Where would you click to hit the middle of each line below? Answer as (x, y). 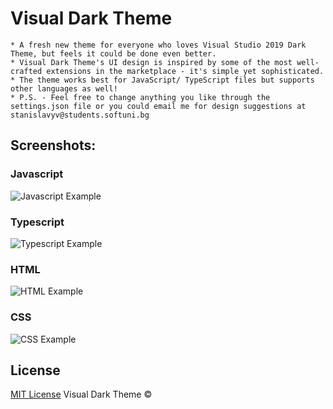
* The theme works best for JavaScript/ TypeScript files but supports (162, 80)
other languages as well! (64, 88)
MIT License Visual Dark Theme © (81, 394)
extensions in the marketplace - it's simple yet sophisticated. (185, 71)
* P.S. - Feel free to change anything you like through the (140, 97)
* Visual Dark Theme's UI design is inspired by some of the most (151, 62)
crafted (26, 71)
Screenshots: (53, 145)
